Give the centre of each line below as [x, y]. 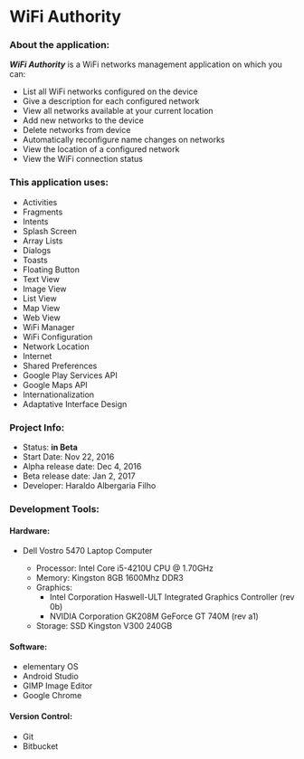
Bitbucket [40, 746]
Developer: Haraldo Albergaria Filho [89, 486]
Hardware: [30, 530]
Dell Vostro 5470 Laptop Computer [87, 551]
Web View [41, 318]
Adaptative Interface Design [75, 403]
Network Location [56, 346]
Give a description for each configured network [111, 101]
